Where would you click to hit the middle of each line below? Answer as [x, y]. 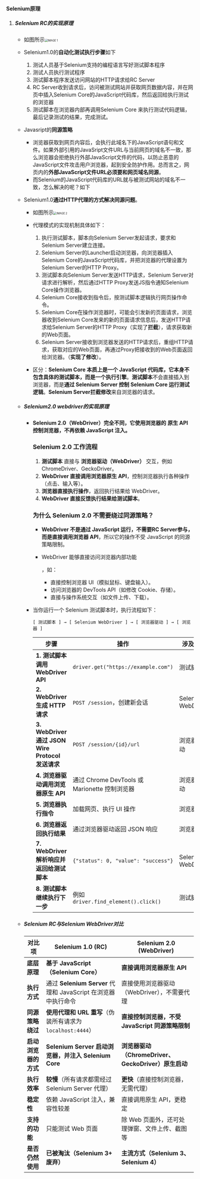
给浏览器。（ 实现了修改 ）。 [73, 356]
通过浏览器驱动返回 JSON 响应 [115, 829]
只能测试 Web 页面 [72, 1129]
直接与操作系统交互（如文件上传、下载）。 [101, 597]
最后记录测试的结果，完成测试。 [72, 117]
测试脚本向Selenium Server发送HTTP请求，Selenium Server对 [118, 275]
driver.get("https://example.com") [123, 667]
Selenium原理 [23, 8]
